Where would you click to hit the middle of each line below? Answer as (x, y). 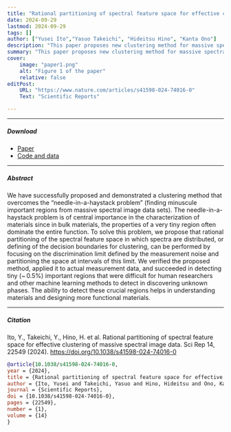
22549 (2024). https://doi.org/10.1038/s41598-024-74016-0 (92, 352)
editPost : (21, 84)
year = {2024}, (29, 371)
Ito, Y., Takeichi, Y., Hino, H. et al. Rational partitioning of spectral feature (110, 337)
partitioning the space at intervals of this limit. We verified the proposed (109, 261)
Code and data (38, 155)
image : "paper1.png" (49, 65)
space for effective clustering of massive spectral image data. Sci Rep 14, (111, 344)
